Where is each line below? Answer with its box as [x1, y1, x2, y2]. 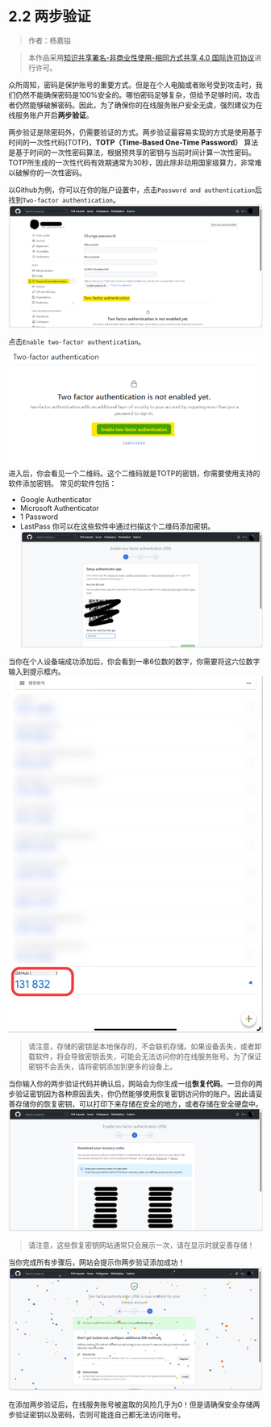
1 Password [19, 512, 59, 521]
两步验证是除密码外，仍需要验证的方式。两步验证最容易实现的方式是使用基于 [8, 127, 263, 137]
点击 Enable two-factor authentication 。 [8, 337, 146, 347]
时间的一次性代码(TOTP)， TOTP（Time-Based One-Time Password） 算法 [8, 137, 259, 147]
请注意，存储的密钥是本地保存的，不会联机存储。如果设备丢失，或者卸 [27, 1042, 262, 1052]
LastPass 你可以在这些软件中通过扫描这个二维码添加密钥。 [19, 521, 215, 531]
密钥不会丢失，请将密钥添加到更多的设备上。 [27, 1062, 177, 1072]
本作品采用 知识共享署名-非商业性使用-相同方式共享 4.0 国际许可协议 [27, 52, 255, 62]
